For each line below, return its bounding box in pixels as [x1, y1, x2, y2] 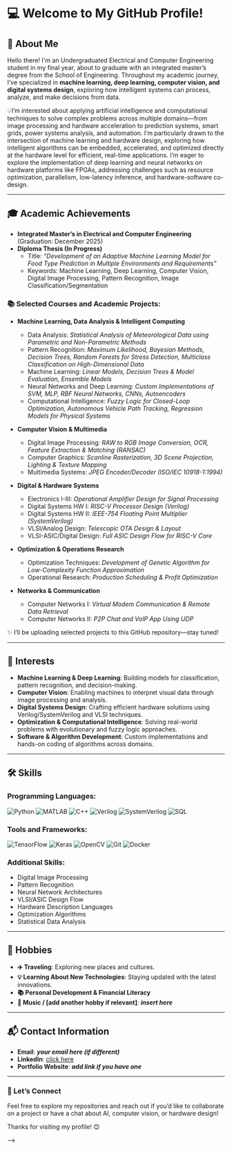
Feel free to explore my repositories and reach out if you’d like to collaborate [7, 1102, 224, 1111]
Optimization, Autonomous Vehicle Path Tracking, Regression [27, 405, 203, 413]
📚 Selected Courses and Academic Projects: [7, 299, 161, 308]
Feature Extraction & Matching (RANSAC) [27, 446, 146, 454]
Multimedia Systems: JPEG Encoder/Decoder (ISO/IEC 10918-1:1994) [27, 468, 223, 477]
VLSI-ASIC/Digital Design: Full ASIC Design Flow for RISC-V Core [27, 531, 213, 540]
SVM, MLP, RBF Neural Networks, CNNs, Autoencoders [27, 389, 186, 398]
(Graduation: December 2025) [17, 237, 104, 245]
